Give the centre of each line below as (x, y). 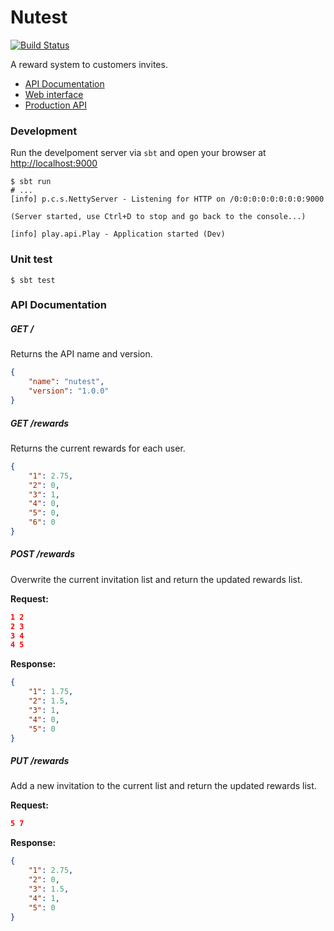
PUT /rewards (40, 761)
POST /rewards (43, 554)
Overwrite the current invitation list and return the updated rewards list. (156, 579)
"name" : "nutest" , (66, 382)
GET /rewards (40, 423)
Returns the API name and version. (81, 354)
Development (44, 131)
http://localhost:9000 (54, 163)
